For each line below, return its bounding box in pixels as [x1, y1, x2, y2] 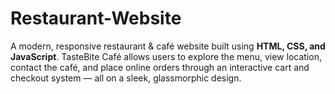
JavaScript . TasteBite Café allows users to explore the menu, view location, [10, 50, 322, 62]
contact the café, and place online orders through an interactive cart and [10, 61, 310, 73]
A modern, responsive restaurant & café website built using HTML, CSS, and [10, 40, 326, 52]
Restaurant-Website [10, 7, 182, 30]
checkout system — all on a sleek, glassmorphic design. [10, 72, 242, 84]
